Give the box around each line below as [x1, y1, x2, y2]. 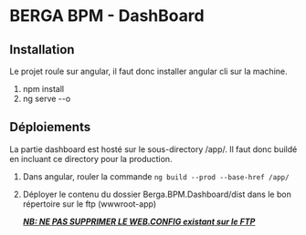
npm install [22, 84, 65, 94]
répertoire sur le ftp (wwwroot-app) [22, 198, 157, 209]
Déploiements [9, 119, 91, 135]
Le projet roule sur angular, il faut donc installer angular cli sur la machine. [9, 66, 288, 77]
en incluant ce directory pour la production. [9, 153, 173, 164]
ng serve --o [22, 93, 71, 104]
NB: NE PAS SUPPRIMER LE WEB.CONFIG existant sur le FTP [22, 216, 256, 227]
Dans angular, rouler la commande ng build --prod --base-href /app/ [22, 170, 290, 182]
